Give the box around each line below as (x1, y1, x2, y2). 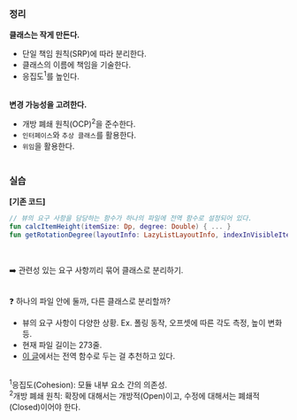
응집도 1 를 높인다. (21, 69, 80, 82)
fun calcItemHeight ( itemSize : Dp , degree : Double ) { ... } (9, 222, 232, 231)
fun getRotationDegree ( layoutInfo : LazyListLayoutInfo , (9, 230, 219, 239)
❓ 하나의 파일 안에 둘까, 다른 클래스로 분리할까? (9, 295, 171, 307)
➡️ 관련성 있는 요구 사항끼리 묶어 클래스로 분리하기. (9, 264, 184, 276)
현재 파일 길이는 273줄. (21, 339, 103, 350)
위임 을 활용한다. (21, 140, 75, 152)
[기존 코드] (9, 196, 46, 206)
